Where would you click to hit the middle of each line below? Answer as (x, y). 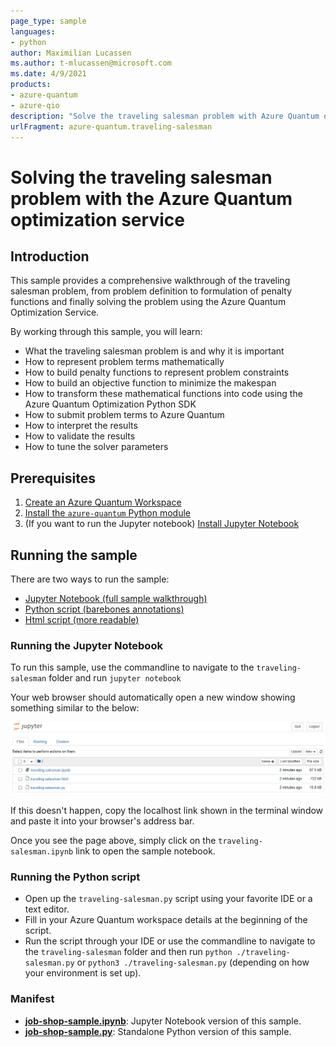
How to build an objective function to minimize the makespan (150, 383)
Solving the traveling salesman (141, 177)
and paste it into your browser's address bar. (102, 821)
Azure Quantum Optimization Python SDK (110, 404)
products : (31, 85)
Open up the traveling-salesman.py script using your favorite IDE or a (168, 899)
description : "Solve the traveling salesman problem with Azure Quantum (165, 116)
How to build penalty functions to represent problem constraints (157, 372)
